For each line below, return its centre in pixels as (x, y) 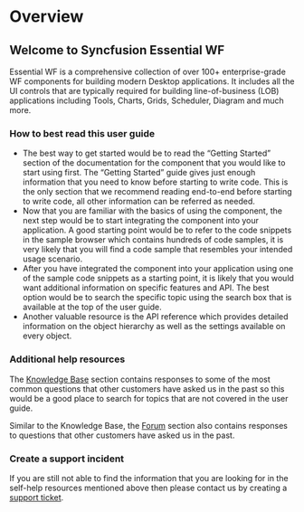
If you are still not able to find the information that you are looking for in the (149, 478)
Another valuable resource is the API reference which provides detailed (155, 317)
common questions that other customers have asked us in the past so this (147, 389)
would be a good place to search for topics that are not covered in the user (149, 398)
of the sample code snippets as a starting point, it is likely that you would (158, 279)
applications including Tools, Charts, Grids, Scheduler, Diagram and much (147, 100)
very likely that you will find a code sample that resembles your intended (157, 250)
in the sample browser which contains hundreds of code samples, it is (153, 240)
